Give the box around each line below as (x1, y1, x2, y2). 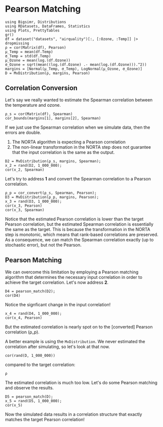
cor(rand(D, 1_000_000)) (5, 353, 55, 358)
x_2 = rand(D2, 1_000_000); (5, 163, 62, 168)
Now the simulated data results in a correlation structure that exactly (5, 411, 143, 417)
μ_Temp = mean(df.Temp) (5, 49, 54, 54)
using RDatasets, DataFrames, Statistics (5, 23, 91, 29)
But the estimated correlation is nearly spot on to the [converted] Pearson (5, 324, 153, 330)
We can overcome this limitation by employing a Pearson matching (5, 269, 139, 275)
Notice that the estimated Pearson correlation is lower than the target (5, 216, 144, 222)
